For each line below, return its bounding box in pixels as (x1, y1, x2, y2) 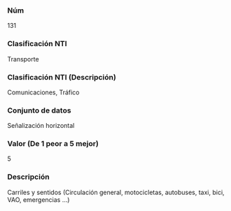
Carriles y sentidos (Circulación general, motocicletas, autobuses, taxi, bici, (7, 188, 225, 196)
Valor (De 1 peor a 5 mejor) (7, 139, 99, 149)
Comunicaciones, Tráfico (7, 88, 80, 96)
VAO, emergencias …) (7, 195, 70, 204)
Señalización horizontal (7, 122, 75, 130)
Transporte (7, 54, 40, 63)
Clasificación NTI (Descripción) (7, 72, 117, 82)
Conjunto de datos (7, 105, 71, 115)
